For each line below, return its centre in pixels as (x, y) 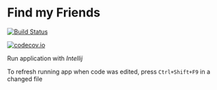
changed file (25, 79)
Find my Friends (54, 13)
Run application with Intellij (45, 58)
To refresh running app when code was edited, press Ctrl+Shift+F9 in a (109, 71)
